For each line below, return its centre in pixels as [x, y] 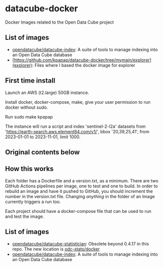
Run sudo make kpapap [29, 117]
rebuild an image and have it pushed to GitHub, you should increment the [79, 191]
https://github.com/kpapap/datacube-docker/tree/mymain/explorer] [83, 60]
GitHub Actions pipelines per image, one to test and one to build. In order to [81, 186]
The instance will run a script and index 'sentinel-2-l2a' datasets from [75, 126]
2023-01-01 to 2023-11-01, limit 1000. [43, 137]
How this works [29, 169]
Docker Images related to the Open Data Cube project [59, 22]
